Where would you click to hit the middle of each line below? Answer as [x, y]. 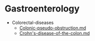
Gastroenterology [42, 9]
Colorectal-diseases [33, 22]
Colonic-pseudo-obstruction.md [52, 27]
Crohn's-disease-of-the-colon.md [54, 33]
